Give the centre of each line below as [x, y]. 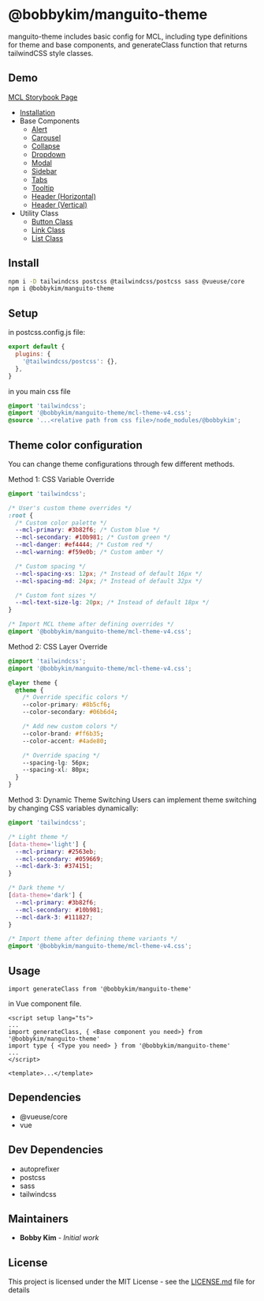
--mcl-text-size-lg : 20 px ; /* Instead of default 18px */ [113, 603]
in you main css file [39, 391]
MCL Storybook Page [43, 97]
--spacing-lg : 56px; [56, 763]
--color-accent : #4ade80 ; [65, 741]
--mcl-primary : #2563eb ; [56, 852]
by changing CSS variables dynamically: [74, 808]
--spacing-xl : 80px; [56, 770]
